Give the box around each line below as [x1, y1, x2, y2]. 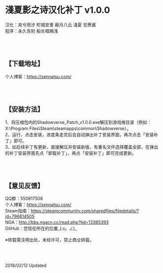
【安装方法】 [5, 105, 44, 114]
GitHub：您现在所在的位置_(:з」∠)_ [5, 226, 77, 232]
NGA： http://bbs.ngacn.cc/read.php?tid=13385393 [5, 219, 109, 225]
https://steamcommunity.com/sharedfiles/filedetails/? [30, 208, 139, 214]
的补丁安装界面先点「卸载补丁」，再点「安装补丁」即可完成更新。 [5, 150, 136, 156]
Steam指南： [5, 208, 31, 214]
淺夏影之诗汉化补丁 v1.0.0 [5, 4, 110, 16]
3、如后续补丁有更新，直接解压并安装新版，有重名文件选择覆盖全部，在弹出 [5, 144, 159, 150]
